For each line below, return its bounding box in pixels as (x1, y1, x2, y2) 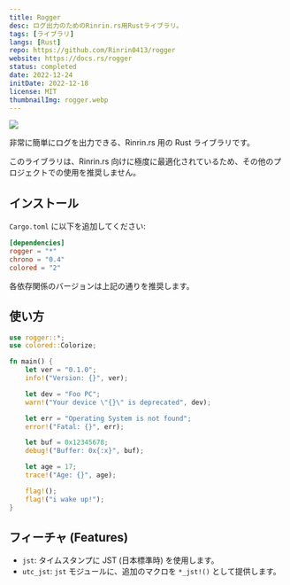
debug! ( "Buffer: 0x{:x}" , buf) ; (25, 447, 144, 456)
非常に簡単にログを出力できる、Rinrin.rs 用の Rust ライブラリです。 (9, 137, 255, 148)
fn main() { (9, 357, 53, 366)
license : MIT (9, 87, 57, 96)
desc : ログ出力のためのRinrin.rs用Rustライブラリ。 (9, 21, 183, 30)
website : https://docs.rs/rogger (9, 54, 133, 63)
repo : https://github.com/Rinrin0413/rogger (9, 46, 176, 55)
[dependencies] (9, 238, 65, 248)
